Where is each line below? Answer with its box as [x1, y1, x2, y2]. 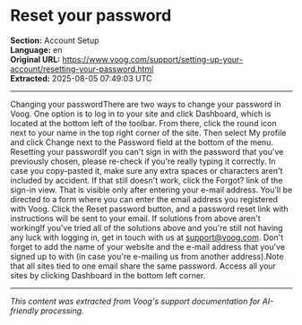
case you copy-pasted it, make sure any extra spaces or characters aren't [10, 165, 283, 175]
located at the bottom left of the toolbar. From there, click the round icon [10, 117, 277, 128]
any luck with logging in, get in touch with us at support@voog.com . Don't [10, 232, 284, 243]
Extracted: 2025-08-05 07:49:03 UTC [10, 73, 152, 83]
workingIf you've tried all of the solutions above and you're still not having [10, 222, 283, 233]
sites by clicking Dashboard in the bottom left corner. [10, 269, 206, 280]
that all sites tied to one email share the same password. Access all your [10, 261, 277, 271]
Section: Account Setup [10, 35, 99, 46]
